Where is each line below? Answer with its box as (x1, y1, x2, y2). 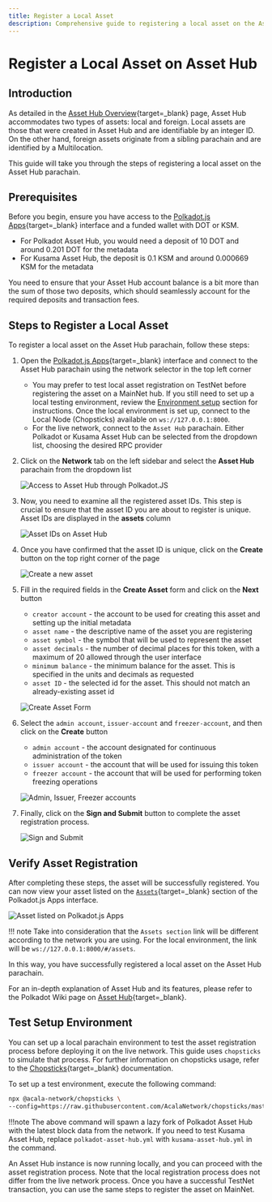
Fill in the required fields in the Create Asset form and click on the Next (19, 585, 259, 595)
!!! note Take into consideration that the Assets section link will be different (8, 926, 259, 936)
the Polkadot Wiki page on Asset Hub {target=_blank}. (8, 992, 187, 1002)
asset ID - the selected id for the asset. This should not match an (32, 678, 251, 688)
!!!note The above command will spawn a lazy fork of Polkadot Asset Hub (8, 1117, 253, 1127)
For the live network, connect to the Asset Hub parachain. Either (32, 423, 244, 433)
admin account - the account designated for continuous (32, 743, 217, 753)
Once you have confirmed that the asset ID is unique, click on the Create (19, 545, 263, 555)
